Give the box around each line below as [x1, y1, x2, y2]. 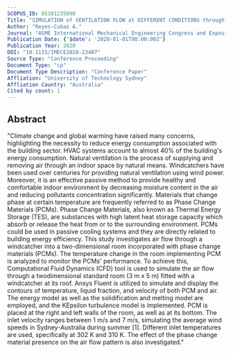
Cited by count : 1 [7, 87, 60, 94]
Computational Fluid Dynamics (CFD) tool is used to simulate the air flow [7, 264, 214, 273]
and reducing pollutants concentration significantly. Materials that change [7, 190, 218, 198]
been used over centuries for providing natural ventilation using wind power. [7, 168, 225, 177]
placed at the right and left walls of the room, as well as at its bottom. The [7, 308, 217, 316]
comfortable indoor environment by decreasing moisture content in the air [7, 183, 218, 191]
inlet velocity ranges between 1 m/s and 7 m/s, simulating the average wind [7, 316, 222, 324]
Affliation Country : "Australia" [7, 81, 104, 88]
